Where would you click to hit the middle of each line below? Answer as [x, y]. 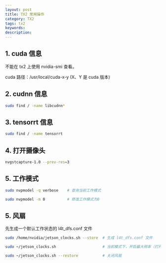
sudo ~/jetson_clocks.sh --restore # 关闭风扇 [63, 256]
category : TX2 [20, 19]
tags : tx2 [15, 23]
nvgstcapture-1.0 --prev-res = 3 [37, 162]
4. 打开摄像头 [25, 150]
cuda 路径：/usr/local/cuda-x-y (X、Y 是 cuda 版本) [58, 77]
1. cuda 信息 [23, 54]
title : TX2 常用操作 [25, 14]
